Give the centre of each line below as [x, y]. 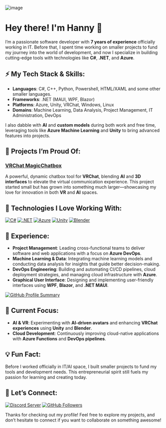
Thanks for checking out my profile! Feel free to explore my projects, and [80, 414]
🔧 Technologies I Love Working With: [64, 208]
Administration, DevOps [37, 115]
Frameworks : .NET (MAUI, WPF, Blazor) [53, 99]
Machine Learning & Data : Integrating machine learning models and [82, 259]
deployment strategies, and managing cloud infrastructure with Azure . [85, 275]
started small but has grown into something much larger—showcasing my [81, 187]
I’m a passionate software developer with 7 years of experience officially [80, 42]
